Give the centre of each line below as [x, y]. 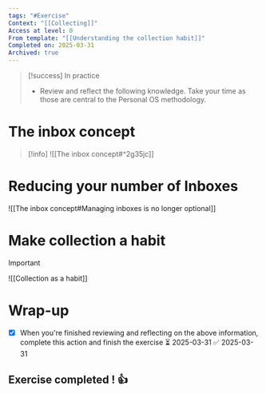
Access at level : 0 [41, 30]
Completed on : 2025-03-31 [51, 46]
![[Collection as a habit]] [48, 278]
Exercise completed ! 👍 [68, 380]
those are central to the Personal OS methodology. [123, 99]
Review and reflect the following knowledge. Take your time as [143, 91]
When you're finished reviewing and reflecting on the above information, [139, 332]
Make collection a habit [87, 241]
